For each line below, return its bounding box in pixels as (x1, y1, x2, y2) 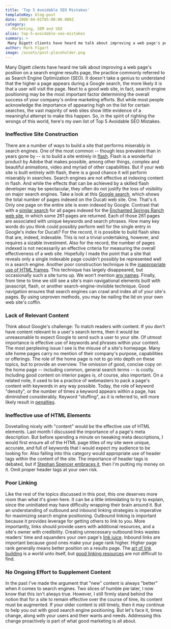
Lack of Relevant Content (5, 311, 69, 319)
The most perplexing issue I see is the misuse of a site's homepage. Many (5, 345, 161, 351)
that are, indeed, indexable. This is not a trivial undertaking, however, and (5, 234, 159, 240)
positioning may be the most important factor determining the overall (5, 91, 150, 97)
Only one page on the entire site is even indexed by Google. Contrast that (5, 202, 159, 208)
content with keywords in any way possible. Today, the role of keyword (5, 383, 154, 389)
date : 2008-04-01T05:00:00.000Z (5, 17, 74, 22)
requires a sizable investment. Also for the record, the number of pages (5, 240, 155, 246)
